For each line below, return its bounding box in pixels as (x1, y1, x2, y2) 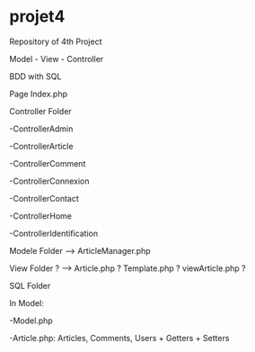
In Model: (9, 297, 45, 308)
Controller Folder (9, 105, 72, 116)
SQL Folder (9, 280, 51, 291)
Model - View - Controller (9, 53, 104, 64)
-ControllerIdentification (9, 228, 99, 239)
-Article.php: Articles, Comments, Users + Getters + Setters (9, 332, 230, 343)
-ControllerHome (9, 210, 73, 221)
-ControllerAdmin (9, 123, 74, 134)
